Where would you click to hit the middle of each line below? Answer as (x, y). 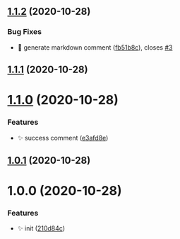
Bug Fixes (25, 32)
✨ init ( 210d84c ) (41, 228)
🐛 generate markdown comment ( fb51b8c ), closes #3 (95, 47)
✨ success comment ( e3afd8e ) (63, 138)
